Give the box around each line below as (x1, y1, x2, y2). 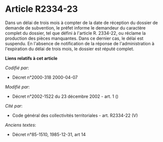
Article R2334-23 (5, 3, 78, 15)
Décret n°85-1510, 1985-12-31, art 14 (12, 131, 86, 137)
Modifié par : (5, 84, 30, 89)
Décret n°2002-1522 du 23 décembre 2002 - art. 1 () (12, 93, 119, 99)
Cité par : (5, 103, 23, 109)
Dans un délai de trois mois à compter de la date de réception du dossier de (5, 20, 158, 26)
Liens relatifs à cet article (5, 55, 58, 61)
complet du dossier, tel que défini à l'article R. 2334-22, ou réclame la (5, 30, 146, 36)
